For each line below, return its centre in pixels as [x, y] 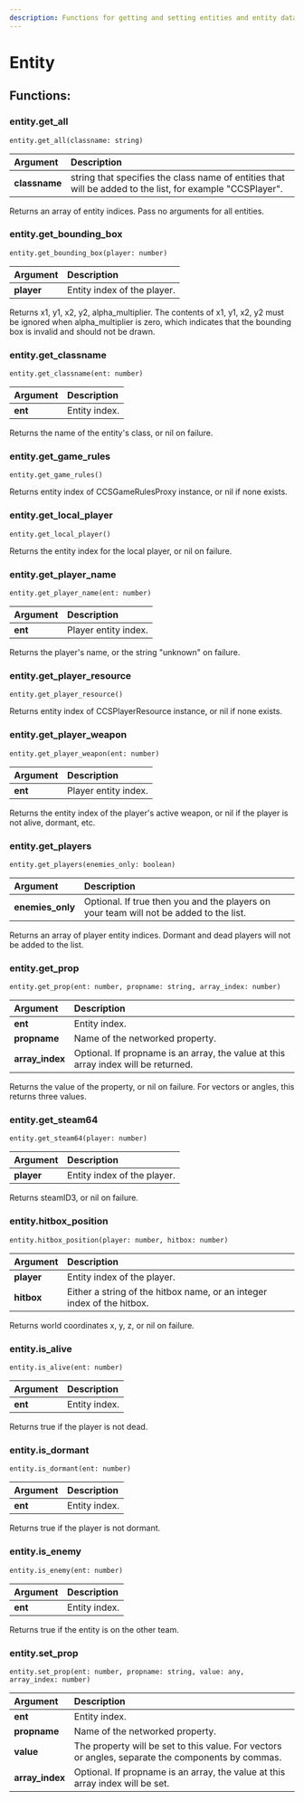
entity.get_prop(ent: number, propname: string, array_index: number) [145, 987]
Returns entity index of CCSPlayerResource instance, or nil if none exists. [146, 711]
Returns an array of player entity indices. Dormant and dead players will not [150, 935]
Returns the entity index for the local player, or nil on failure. [121, 551]
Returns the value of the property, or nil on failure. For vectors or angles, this [152, 1087]
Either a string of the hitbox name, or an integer [167, 1291]
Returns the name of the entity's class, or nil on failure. [111, 433]
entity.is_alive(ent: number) [66, 1367]
